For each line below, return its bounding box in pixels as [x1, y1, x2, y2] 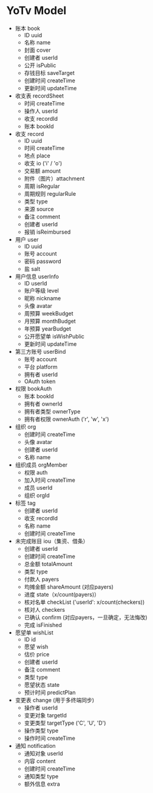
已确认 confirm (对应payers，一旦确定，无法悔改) [24, 614, 148, 621]
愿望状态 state [24, 681, 60, 688]
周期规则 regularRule [24, 190, 76, 197]
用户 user [15, 235, 39, 243]
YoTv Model [6, 4, 67, 18]
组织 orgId [24, 492, 50, 499]
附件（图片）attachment [24, 174, 85, 182]
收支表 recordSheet [15, 92, 64, 99]
